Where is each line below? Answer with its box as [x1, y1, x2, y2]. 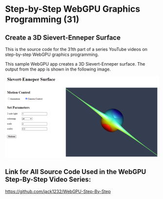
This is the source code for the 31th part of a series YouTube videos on [5, 47, 148, 52]
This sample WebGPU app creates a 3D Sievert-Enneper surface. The [5, 61, 145, 67]
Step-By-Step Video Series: [5, 175, 91, 184]
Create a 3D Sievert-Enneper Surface [5, 33, 121, 42]
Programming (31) [5, 14, 80, 25]
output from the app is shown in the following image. [5, 66, 111, 72]
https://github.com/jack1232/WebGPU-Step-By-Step [5, 188, 111, 194]
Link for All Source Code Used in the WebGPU [5, 168, 146, 176]
